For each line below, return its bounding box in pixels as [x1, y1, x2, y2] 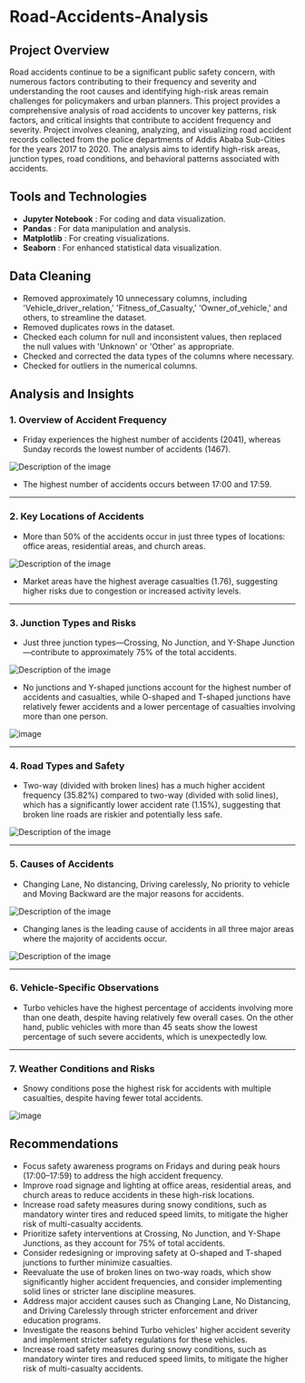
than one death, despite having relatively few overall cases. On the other [22, 1012, 294, 1023]
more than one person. [22, 711, 109, 721]
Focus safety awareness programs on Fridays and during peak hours [22, 1160, 280, 1172]
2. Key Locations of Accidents [9, 510, 144, 523]
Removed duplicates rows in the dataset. [22, 321, 175, 332]
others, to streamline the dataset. [22, 311, 147, 323]
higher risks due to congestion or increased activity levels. [22, 585, 242, 596]
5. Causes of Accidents [9, 858, 114, 870]
